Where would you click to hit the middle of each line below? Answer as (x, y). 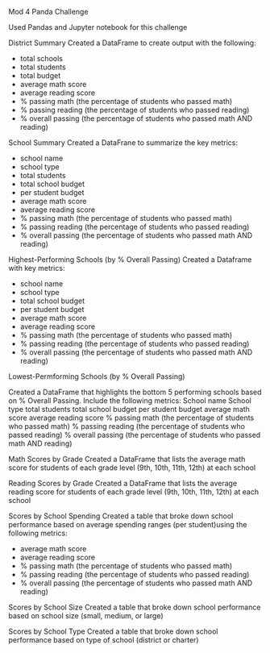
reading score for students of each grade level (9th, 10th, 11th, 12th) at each (134, 492)
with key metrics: (37, 268)
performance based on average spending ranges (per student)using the (128, 524)
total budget (40, 75)
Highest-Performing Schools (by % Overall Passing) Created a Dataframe (130, 260)
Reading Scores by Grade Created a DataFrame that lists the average (123, 483)
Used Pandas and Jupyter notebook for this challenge (98, 27)
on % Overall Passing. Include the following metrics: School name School (130, 401)
